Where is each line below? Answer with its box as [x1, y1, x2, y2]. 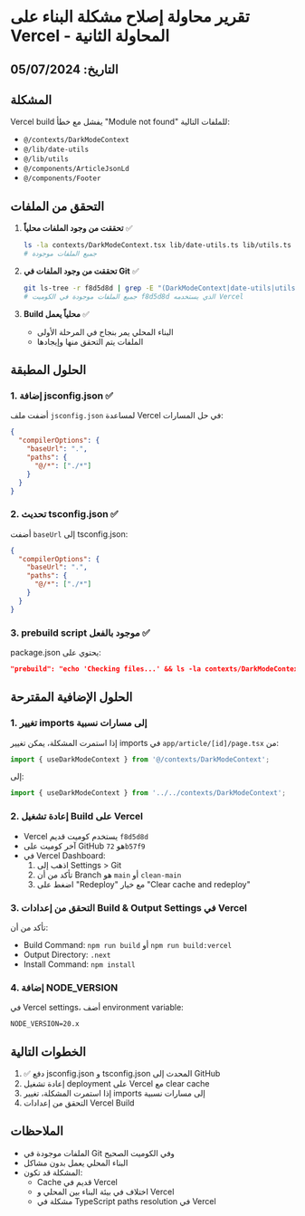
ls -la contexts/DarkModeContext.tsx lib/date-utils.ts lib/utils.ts [23, 241, 292, 250]
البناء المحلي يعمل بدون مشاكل [23, 1157, 129, 1168]
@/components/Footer [23, 174, 101, 183]
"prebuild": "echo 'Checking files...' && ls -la [10, 664, 202, 674]
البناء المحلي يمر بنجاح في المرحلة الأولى [36, 326, 175, 337]
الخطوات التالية [10, 1044, 87, 1059]
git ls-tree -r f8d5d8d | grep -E [23, 283, 154, 292]
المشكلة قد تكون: [23, 1166, 83, 1178]
